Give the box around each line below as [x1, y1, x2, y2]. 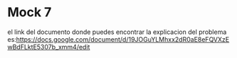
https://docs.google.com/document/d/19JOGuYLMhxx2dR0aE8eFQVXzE [16, 35, 230, 43]
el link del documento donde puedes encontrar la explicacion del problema [7, 28, 227, 36]
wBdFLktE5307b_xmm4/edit [7, 42, 90, 51]
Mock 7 [7, 4, 52, 21]
